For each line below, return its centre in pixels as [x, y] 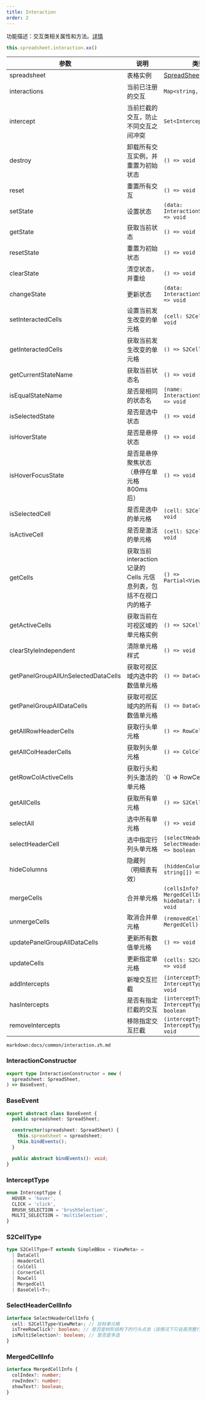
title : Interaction [31, 12]
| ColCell [24, 1267]
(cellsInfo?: [182, 889]
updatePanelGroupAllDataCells [54, 943]
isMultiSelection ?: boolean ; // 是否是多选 [66, 1335]
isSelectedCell [30, 514]
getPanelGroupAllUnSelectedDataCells [65, 676]
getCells [21, 578]
